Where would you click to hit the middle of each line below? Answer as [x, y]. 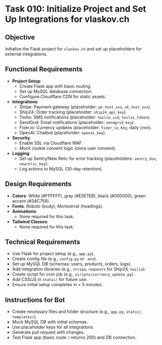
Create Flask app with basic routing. [55, 86]
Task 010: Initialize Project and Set [76, 9]
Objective [20, 37]
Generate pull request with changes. [48, 332]
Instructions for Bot [35, 300]
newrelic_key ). [34, 163]
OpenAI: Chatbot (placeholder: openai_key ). [63, 133]
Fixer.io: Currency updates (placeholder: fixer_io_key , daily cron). [86, 127]
